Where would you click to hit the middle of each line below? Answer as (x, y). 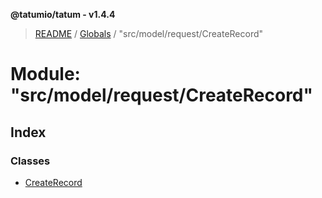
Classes (30, 161)
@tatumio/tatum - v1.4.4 (63, 14)
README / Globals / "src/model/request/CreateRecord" (149, 33)
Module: (45, 74)
